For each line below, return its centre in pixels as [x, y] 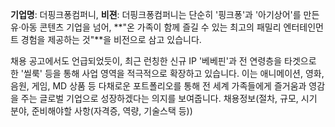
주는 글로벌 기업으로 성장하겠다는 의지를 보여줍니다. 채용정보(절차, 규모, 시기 [169, 98]
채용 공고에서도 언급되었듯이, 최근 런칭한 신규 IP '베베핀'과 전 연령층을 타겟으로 [163, 61]
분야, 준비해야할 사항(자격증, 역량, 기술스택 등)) [101, 111]
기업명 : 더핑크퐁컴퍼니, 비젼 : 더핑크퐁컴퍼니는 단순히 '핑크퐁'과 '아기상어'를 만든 [165, 14]
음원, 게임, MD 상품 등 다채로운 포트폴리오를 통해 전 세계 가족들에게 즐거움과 [158, 86]
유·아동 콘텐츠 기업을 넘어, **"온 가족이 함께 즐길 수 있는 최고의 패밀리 [146, 27]
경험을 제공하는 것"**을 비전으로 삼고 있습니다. [111, 39]
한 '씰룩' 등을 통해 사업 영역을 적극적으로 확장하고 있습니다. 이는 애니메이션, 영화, [167, 73]
